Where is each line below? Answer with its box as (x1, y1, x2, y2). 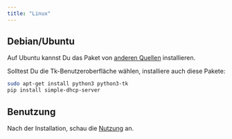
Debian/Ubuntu (7, 36, 75, 47)
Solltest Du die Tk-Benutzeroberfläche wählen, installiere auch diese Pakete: (7, 67, 226, 76)
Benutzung (7, 106, 56, 118)
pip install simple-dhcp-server (7, 87, 100, 94)
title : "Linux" (7, 10, 51, 17)
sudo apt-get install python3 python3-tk (7, 81, 129, 87)
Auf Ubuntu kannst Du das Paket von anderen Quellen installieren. (7, 54, 196, 62)
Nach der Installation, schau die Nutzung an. (7, 125, 134, 132)
